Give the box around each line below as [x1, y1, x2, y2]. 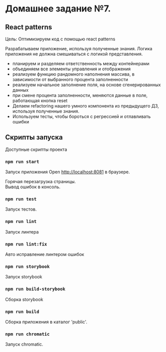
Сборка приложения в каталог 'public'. [5, 319, 87, 325]
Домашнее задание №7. [5, 3, 111, 14]
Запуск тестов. [5, 206, 37, 212]
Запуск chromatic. [5, 342, 43, 348]
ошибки [12, 119, 29, 124]
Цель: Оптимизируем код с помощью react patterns [5, 36, 116, 42]
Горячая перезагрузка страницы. [5, 179, 76, 185]
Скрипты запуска [5, 133, 63, 142]
